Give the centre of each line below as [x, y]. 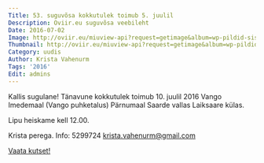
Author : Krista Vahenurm [49, 60]
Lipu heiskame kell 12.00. [49, 120]
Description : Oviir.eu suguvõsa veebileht [79, 23]
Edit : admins [29, 74]
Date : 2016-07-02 [37, 30]
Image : [19, 37]
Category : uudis [35, 52]
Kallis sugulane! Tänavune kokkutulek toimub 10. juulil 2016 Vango [115, 96]
